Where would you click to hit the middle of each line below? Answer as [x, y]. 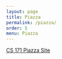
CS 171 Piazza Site [28, 50]
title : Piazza [24, 17]
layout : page [22, 12]
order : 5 [17, 28]
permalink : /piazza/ [32, 22]
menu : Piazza [22, 34]
